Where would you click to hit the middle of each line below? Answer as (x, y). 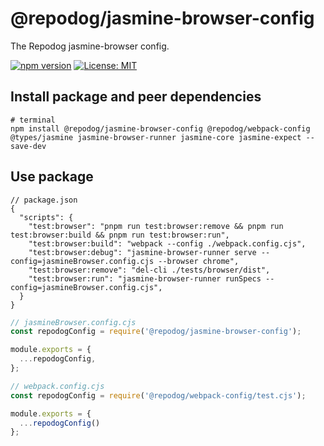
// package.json (44, 200)
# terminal (33, 120)
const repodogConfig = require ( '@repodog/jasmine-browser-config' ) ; (156, 332)
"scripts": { (46, 217)
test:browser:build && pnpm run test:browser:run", (120, 235)
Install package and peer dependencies (136, 97)
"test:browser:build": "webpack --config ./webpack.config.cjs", (167, 243)
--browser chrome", (199, 261)
